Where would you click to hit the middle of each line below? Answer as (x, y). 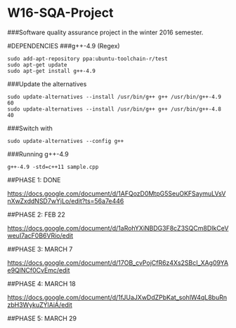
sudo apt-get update (38, 64)
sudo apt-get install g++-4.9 (52, 71)
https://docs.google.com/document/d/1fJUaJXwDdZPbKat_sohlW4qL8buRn (117, 297)
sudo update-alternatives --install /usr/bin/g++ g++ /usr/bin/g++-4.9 (114, 97)
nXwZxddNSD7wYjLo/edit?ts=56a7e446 (66, 200)
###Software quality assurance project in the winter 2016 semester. (105, 32)
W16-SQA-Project (60, 13)
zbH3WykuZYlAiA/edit (40, 305)
